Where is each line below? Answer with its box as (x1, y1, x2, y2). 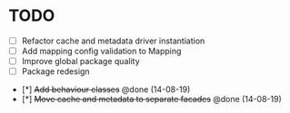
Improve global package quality (21, 56, 140, 67)
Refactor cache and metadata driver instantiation (21, 35, 205, 46)
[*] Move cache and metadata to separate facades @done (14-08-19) (21, 94, 283, 105)
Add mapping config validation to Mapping (21, 46, 182, 56)
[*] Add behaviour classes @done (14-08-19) (21, 84, 191, 95)
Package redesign (21, 66, 90, 77)
